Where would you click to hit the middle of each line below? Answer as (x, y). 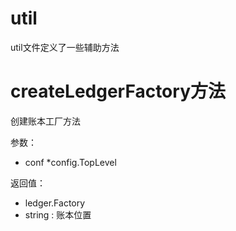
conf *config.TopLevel (70, 162)
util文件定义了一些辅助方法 (65, 47)
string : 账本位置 (58, 214)
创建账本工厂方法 (45, 121)
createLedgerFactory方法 (118, 91)
